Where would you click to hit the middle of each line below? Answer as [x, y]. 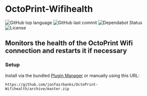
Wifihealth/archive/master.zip [37, 89]
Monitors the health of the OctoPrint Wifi [69, 43]
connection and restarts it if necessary [66, 51]
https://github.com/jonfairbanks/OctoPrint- [52, 84]
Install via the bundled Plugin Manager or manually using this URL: [72, 75]
